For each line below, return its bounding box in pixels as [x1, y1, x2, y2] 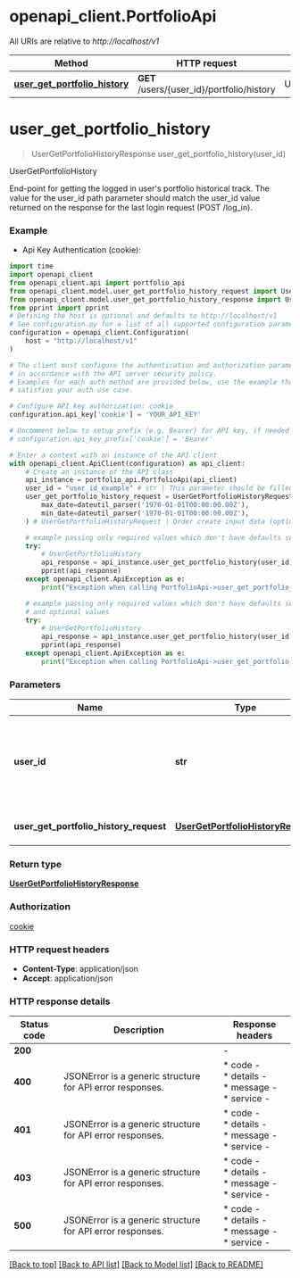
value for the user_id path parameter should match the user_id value [9, 192, 261, 203]
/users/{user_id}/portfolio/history [137, 83, 276, 95]
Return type [9, 859, 62, 871]
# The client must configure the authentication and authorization [9, 361, 266, 369]
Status [20, 1018, 49, 1031]
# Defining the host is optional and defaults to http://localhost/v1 [9, 311, 278, 320]
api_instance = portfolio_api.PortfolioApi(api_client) [25, 476, 238, 485]
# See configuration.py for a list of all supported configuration [9, 319, 266, 329]
